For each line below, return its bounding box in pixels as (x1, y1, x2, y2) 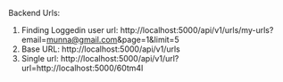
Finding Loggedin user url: (21, 25, 119, 35)
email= (21, 35, 47, 45)
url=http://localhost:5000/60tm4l (21, 62, 144, 73)
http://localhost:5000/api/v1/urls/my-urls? (120, 25, 274, 35)
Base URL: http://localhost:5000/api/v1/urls (21, 44, 180, 54)
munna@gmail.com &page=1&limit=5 (46, 35, 179, 45)
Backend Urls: (8, 8, 61, 18)
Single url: (21, 53, 59, 63)
